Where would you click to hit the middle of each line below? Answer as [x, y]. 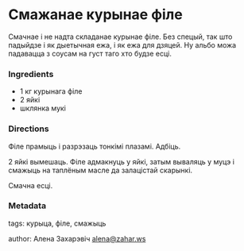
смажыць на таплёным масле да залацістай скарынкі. [101, 170]
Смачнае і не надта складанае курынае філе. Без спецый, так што [120, 37]
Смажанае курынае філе [95, 15]
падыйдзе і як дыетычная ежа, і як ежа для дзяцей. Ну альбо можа [122, 44]
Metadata [27, 206]
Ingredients [31, 74]
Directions [29, 129]
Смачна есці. [31, 185]
